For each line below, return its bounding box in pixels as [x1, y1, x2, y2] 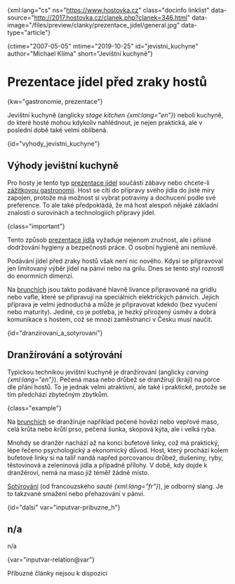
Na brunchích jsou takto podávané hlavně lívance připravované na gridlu [7, 285, 217, 294]
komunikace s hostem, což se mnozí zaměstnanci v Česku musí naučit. [7, 315, 213, 323]
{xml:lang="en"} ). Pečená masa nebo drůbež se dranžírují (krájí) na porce [7, 375, 220, 384]
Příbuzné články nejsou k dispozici [7, 569, 107, 578]
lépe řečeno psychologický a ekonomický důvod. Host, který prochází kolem [7, 446, 229, 454]
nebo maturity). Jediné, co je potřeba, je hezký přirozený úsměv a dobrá [7, 307, 216, 316]
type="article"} [7, 28, 51, 37]
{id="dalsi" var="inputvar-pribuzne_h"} [7, 502, 121, 512]
